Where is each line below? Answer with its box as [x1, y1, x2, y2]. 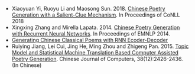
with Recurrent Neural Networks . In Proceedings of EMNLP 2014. [11, 30, 170, 37]
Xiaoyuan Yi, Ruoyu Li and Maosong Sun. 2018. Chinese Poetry [11, 5, 165, 12]
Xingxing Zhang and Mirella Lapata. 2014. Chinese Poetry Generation [11, 24, 180, 31]
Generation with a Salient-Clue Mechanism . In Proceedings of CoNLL [11, 11, 180, 18]
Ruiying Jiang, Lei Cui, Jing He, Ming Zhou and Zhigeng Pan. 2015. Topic [11, 43, 189, 50]
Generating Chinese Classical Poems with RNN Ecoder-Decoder [11, 37, 168, 43]
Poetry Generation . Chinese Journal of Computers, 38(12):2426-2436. [11, 56, 183, 62]
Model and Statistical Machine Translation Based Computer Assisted [11, 49, 179, 56]
